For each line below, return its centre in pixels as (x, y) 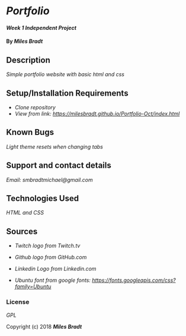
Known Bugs (30, 132)
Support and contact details (59, 166)
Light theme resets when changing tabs (55, 146)
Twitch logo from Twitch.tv (47, 246)
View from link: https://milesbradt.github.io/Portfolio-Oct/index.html (97, 114)
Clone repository (35, 107)
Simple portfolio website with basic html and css (65, 74)
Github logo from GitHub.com (51, 258)
